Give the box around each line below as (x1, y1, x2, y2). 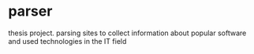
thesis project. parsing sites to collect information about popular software (8, 28, 247, 38)
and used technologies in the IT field (8, 36, 127, 45)
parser (8, 2, 53, 20)
